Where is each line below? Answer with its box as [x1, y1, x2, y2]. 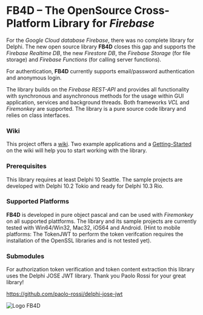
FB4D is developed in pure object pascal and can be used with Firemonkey [6, 211, 194, 218]
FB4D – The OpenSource [6, 4, 132, 18]
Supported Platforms [6, 197, 70, 206]
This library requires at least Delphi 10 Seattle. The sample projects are [6, 176, 183, 183]
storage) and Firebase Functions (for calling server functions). [6, 56, 162, 63]
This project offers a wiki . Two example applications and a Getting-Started [6, 141, 192, 148]
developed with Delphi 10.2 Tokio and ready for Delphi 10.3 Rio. [6, 182, 164, 190]
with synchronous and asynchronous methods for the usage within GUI [6, 92, 184, 99]
